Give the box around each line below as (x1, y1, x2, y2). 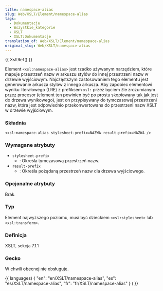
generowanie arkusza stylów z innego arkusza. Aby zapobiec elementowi (5, 81, 152, 87)
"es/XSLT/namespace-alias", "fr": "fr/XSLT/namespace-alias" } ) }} (5, 280, 139, 287)
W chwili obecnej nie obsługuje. (5, 266, 69, 272)
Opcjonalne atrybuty (5, 180, 55, 187)
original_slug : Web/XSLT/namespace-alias (5, 43, 91, 48)
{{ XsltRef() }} (5, 56, 33, 62)
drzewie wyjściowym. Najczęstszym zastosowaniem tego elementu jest (5, 76, 148, 82)
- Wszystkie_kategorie (9, 25, 55, 30)
